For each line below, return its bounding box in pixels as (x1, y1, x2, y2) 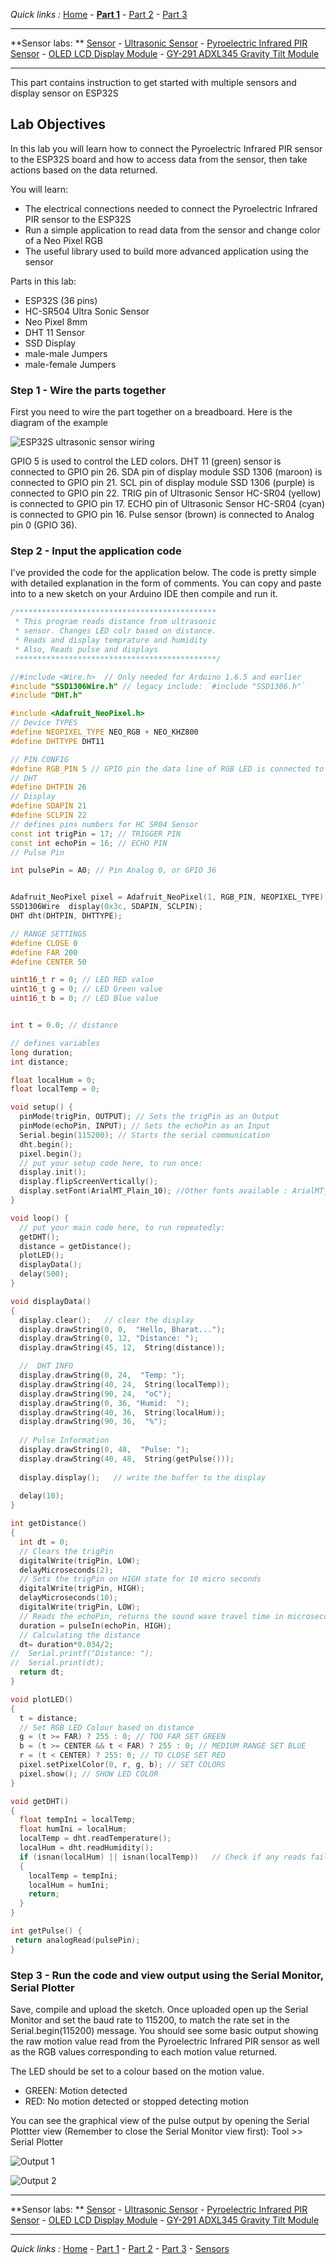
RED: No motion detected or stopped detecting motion (24, 2095, 249, 2107)
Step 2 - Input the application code (10, 544, 182, 558)
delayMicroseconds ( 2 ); (19, 1565, 114, 1575)
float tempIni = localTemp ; (19, 1815, 137, 1825)
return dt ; (19, 1667, 65, 1678)
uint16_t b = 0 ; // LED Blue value (10, 994, 159, 1004)
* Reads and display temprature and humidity (14, 635, 208, 646)
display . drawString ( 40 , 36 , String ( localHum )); (19, 1407, 226, 1418)
